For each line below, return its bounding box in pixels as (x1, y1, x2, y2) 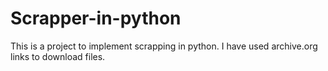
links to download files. (10, 50, 106, 62)
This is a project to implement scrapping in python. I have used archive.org (10, 40, 318, 52)
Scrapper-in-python (10, 7, 182, 30)
